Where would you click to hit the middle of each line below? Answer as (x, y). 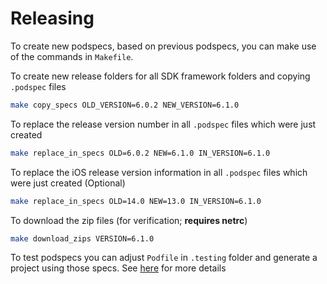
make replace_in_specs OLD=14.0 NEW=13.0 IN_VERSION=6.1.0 (136, 201)
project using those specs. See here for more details (118, 268)
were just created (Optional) (68, 183)
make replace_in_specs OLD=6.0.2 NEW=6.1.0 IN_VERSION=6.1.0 (140, 153)
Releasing (52, 18)
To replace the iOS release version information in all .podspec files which (159, 172)
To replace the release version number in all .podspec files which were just (163, 124)
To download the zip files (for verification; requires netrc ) (129, 220)
